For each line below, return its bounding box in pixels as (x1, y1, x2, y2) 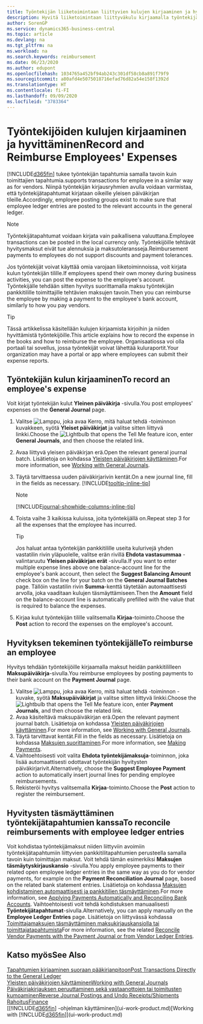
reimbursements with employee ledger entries (7, 827, 184, 837)
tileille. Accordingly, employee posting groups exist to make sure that (7, 196, 176, 203)
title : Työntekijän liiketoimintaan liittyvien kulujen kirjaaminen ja (7, 8, 190, 15)
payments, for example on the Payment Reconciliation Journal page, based (7, 875, 196, 882)
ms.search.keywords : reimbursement (7, 54, 96, 60)
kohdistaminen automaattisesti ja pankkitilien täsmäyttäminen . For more (7, 888, 183, 895)
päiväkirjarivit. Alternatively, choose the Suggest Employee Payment (15, 765, 186, 772)
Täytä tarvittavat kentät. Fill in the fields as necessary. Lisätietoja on (15, 733, 183, 740)
